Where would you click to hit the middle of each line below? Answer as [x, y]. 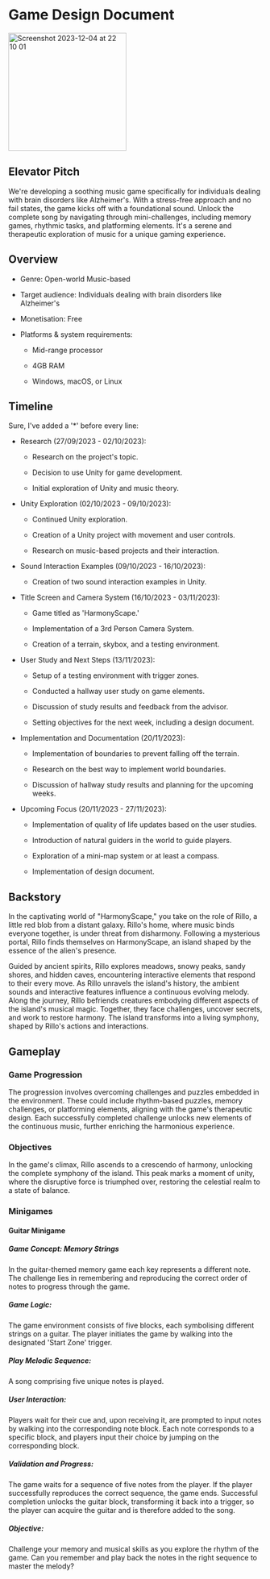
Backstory [35, 897]
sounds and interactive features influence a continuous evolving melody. [129, 992]
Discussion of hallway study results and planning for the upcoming [143, 785]
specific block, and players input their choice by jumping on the [114, 1437]
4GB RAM [48, 365]
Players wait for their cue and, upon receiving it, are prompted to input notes [135, 1419]
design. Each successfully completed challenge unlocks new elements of [130, 1117]
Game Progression [46, 1074]
